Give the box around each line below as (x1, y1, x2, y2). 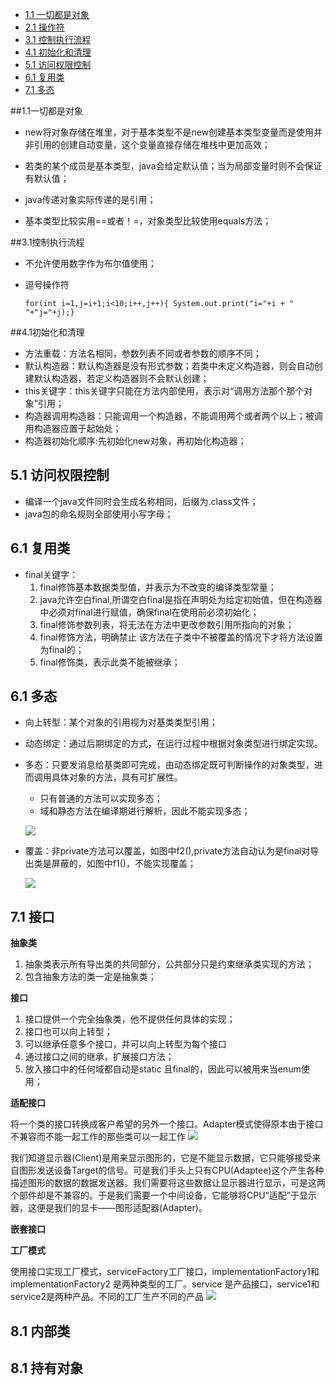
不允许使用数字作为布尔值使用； (24, 258, 157, 269)
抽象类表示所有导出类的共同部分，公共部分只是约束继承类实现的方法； (24, 958, 315, 970)
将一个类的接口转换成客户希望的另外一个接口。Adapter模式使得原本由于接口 (10, 1118, 324, 1130)
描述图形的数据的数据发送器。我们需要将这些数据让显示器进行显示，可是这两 (10, 1177, 326, 1189)
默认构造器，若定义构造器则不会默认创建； (33, 373, 210, 384)
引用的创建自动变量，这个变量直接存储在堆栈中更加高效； (33, 139, 271, 150)
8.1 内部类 (10, 1323, 71, 1340)
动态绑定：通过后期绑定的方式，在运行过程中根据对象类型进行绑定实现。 (24, 738, 323, 750)
